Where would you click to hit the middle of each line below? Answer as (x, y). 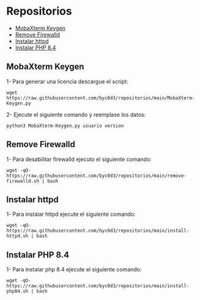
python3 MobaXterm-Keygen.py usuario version (65, 126)
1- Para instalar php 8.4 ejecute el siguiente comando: (74, 270)
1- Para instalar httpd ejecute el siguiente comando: (71, 214)
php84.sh (17, 291)
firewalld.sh (23, 181)
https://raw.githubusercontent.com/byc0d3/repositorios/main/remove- (97, 176)
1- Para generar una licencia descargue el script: (67, 81)
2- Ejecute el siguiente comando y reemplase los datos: (76, 115)
